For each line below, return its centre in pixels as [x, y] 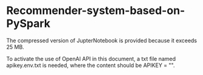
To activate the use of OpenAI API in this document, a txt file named [91, 59]
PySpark [28, 23]
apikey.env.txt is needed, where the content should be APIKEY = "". [91, 65]
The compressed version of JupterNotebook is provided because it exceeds [102, 40]
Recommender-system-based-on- [96, 11]
